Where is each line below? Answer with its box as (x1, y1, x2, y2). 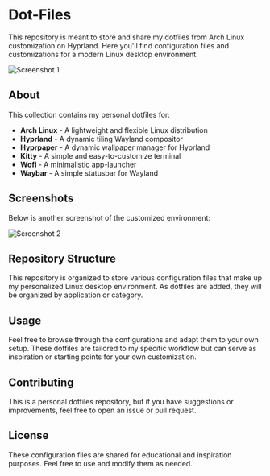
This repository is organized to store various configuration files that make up (8, 273, 263, 283)
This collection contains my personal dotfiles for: (8, 110, 171, 119)
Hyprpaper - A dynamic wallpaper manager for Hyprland (19, 143, 210, 152)
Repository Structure (8, 251, 117, 265)
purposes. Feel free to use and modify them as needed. (8, 458, 193, 468)
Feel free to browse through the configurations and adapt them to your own (8, 335, 260, 345)
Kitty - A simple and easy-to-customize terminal (19, 151, 181, 160)
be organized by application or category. (8, 290, 143, 300)
